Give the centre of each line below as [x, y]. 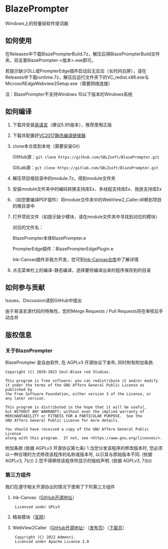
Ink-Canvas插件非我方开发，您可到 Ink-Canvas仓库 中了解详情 [75, 259]
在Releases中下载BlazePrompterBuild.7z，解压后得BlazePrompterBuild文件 [83, 54]
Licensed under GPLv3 [37, 507]
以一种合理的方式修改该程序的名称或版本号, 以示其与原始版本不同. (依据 [79, 454]
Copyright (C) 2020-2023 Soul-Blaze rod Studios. [58, 372]
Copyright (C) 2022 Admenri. [45, 537]
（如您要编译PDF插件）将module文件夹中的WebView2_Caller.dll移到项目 [87, 199]
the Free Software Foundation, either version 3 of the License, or [78, 394]
